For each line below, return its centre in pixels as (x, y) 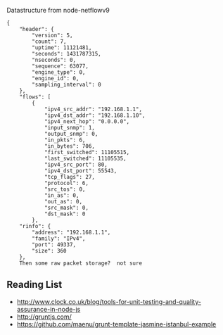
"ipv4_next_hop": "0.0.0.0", (87, 122)
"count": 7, (50, 42)
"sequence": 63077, (60, 66)
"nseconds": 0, (54, 60)
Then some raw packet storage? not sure (81, 263)
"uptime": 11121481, (62, 48)
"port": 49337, (54, 245)
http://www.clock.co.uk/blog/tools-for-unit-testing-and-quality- (109, 301)
